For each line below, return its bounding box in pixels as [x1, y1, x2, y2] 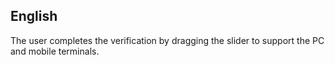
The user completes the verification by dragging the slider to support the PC [10, 34, 325, 46]
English [10, 8, 58, 25]
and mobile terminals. [10, 45, 100, 57]
